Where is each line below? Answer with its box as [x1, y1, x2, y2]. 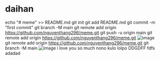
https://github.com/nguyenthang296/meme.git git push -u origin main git [5, 30, 153, 35]
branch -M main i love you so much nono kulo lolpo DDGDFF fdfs [5, 45, 156, 51]
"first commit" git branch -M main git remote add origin [5, 24, 117, 30]
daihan [5, 3, 34, 15]
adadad [5, 50, 21, 56]
